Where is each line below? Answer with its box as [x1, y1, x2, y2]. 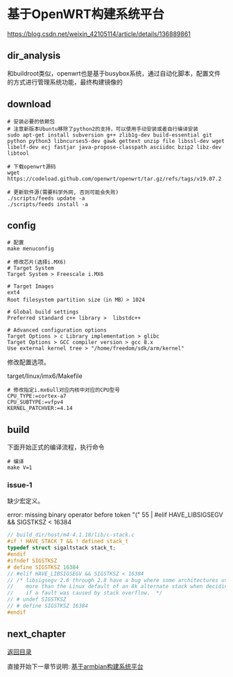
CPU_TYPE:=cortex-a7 [7, 393, 67, 400]
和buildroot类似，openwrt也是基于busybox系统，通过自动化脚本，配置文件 [7, 69, 221, 77]
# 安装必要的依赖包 [7, 118, 55, 125]
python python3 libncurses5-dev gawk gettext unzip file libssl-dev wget [7, 137, 225, 144]
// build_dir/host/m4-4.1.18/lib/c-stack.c [7, 531, 135, 538]
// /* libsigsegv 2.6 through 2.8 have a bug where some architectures [7, 576, 218, 583]
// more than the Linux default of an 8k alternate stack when [7, 583, 203, 590]
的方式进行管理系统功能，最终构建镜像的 [7, 78, 123, 86]
